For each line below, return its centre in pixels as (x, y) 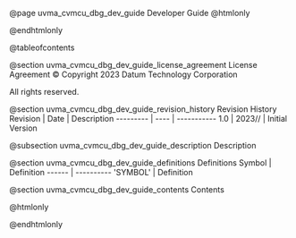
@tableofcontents (42, 47)
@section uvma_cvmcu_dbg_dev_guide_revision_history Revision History (143, 109)
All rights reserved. (44, 92)
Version (23, 128)
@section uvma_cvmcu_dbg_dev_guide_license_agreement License (133, 65)
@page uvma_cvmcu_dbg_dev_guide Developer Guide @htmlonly (130, 13)
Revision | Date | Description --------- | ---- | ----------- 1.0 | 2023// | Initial (148, 119)
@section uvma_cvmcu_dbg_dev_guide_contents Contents (117, 190)
